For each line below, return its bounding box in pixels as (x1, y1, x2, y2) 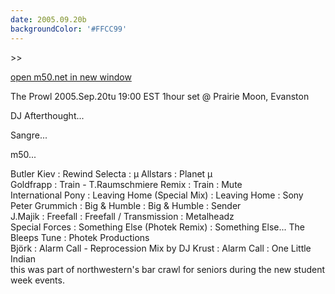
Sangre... (10, 129, 48, 141)
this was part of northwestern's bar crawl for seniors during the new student (10, 263, 326, 275)
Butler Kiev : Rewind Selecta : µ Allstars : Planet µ (10, 167, 213, 180)
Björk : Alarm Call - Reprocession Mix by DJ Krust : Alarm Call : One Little (10, 242, 312, 254)
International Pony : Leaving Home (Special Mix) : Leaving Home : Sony (10, 189, 304, 201)
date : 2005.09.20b (10, 14, 87, 25)
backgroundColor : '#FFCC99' (10, 24, 128, 34)
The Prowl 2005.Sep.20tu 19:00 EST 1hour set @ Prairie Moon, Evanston (10, 90, 310, 102)
